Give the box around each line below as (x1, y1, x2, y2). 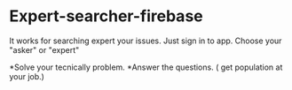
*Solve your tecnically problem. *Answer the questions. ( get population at (9, 62, 283, 72)
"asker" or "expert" (9, 44, 80, 55)
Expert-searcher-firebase (9, 6, 203, 26)
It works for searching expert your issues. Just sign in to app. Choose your (9, 35, 282, 46)
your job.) (9, 71, 44, 81)
